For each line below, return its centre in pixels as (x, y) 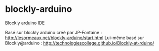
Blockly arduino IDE (25, 23)
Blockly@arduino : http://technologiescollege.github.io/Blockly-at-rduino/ (80, 43)
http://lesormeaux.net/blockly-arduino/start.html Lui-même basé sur (75, 38)
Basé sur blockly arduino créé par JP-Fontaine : (54, 32)
